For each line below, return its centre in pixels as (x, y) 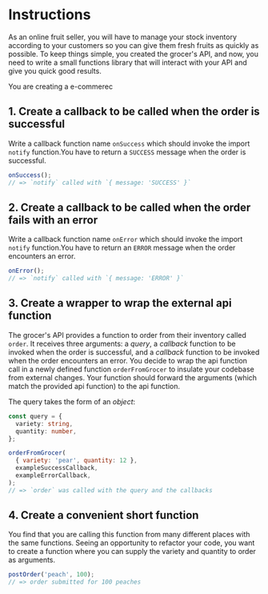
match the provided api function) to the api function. (94, 386)
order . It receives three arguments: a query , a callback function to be (122, 343)
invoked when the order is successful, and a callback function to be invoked (134, 352)
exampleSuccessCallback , (57, 468)
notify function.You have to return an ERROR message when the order (122, 248)
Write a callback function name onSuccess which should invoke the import (129, 143)
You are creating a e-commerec (61, 86)
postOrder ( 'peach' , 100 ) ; (51, 575)
